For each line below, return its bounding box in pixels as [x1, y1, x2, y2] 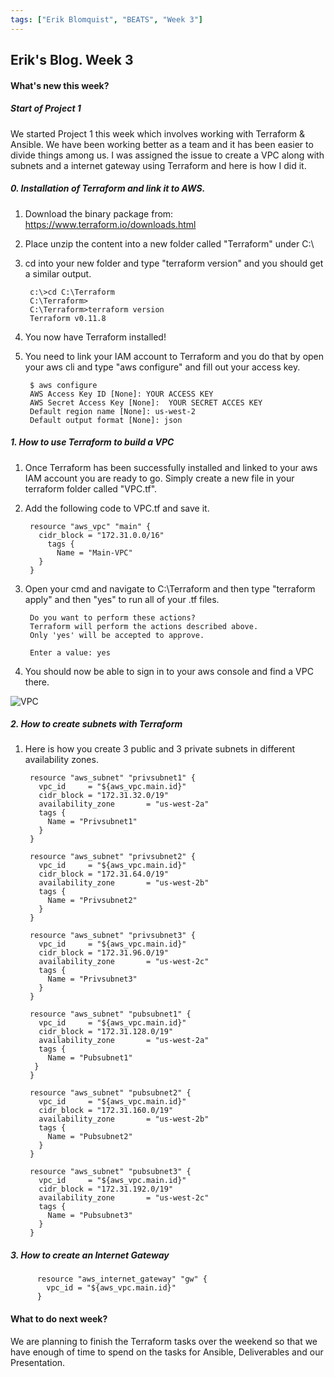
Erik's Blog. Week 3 [10, 52, 134, 69]
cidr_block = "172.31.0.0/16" [38, 530, 165, 540]
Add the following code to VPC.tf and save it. [24, 502, 210, 514]
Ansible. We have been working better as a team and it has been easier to [10, 138, 314, 150]
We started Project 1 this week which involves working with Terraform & [10, 127, 306, 140]
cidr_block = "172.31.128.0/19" [38, 1027, 174, 1037]
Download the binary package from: [24, 207, 174, 220]
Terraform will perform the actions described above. [29, 621, 259, 631]
